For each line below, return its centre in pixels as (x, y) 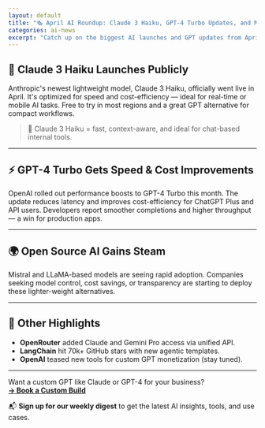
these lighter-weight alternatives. (62, 291)
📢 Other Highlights (54, 324)
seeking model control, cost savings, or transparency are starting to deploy (130, 283)
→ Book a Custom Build (47, 390)
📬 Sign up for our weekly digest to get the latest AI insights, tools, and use (131, 406)
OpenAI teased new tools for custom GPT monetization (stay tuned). (131, 359)
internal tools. (50, 137)
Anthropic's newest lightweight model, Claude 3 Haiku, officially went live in (131, 88)
